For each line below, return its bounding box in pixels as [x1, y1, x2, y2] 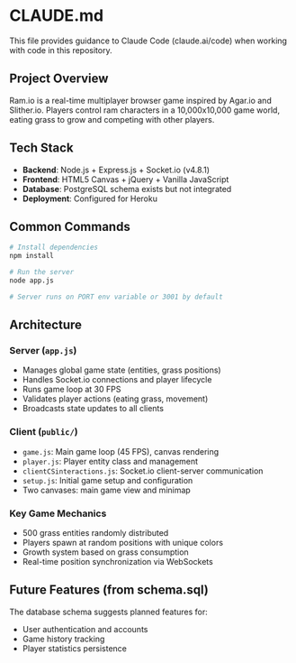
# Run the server [9, 268, 75, 277]
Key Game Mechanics [9, 507, 107, 520]
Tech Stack [9, 141, 74, 156]
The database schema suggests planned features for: [9, 606, 209, 617]
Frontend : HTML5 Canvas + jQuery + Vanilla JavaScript [22, 173, 229, 185]
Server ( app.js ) [9, 345, 77, 357]
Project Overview [9, 71, 109, 87]
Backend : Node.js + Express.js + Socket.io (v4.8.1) [22, 164, 210, 175]
